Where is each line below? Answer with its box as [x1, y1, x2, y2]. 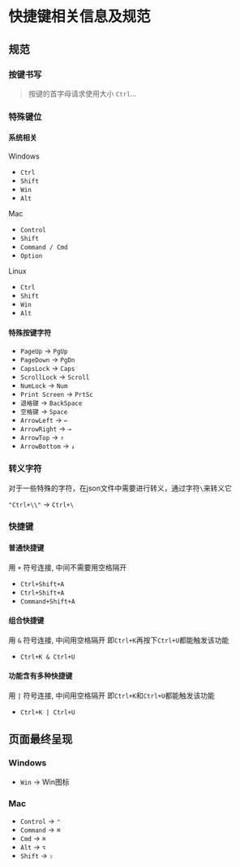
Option [19, 252, 43, 260]
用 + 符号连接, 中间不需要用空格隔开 [8, 562, 127, 572]
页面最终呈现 [8, 733, 73, 747]
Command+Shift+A [19, 597, 75, 606]
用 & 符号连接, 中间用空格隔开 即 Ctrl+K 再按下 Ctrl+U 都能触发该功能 [8, 635, 229, 645]
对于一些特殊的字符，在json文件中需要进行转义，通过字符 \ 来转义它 [8, 483, 233, 493]
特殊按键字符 [8, 327, 51, 338]
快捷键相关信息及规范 [8, 7, 152, 26]
